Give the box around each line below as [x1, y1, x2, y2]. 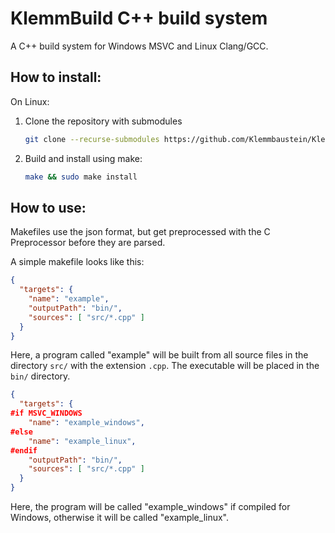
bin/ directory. [10, 370, 71, 382]
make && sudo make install [24, 172, 138, 182]
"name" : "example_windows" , [28, 418, 145, 428]
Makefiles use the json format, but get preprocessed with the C [10, 226, 271, 238]
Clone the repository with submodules [24, 115, 183, 127]
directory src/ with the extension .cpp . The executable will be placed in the [10, 360, 320, 372]
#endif [10, 445, 38, 456]
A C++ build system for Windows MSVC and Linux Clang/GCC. [10, 40, 269, 52]
